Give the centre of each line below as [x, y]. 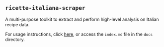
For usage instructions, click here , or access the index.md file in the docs [79, 34]
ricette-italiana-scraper [45, 8]
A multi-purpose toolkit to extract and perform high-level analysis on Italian [82, 19]
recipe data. [17, 24]
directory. [15, 39]
